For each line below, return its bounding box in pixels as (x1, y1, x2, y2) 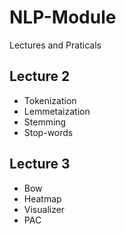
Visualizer (23, 203, 66, 215)
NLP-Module (9, 6, 117, 29)
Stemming (23, 116, 67, 128)
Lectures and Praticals (9, 39, 102, 51)
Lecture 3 (9, 156, 71, 173)
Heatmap (23, 192, 62, 205)
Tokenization (23, 94, 77, 106)
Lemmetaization (23, 105, 91, 117)
